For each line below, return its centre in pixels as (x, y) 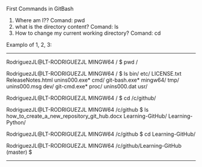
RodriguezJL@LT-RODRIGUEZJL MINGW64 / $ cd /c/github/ (81, 98)
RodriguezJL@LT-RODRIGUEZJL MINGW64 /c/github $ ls (78, 110)
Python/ (16, 122)
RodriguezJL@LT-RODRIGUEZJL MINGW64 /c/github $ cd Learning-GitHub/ (101, 134)
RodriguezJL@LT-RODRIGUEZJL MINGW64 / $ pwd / (72, 62)
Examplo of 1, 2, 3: (29, 45)
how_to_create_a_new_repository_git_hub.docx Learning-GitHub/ (87, 116)
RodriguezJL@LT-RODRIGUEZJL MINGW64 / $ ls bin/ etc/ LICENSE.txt (94, 74)
